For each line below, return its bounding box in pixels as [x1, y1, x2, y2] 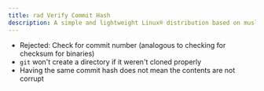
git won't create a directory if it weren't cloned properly [19, 56, 202, 67]
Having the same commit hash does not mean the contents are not [19, 65, 236, 75]
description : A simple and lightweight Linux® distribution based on [8, 19, 241, 27]
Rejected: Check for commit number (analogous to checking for [19, 40, 226, 49]
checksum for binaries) [19, 49, 95, 58]
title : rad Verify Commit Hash [8, 11, 111, 20]
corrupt [19, 74, 45, 83]
